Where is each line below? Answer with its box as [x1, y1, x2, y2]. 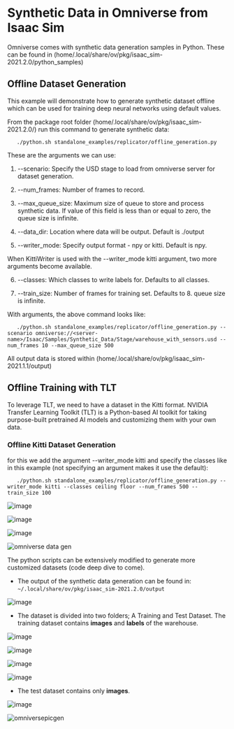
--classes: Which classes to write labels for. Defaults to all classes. [17, 275, 210, 284]
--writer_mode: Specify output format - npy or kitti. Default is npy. [17, 241, 207, 249]
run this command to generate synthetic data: [38, 125, 170, 134]
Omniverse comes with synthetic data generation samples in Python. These [7, 43, 225, 51]
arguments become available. [7, 262, 92, 270]
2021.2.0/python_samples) [7, 57, 84, 66]
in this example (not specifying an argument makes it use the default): [7, 463, 208, 472]
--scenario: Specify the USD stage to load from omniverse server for [17, 164, 215, 173]
